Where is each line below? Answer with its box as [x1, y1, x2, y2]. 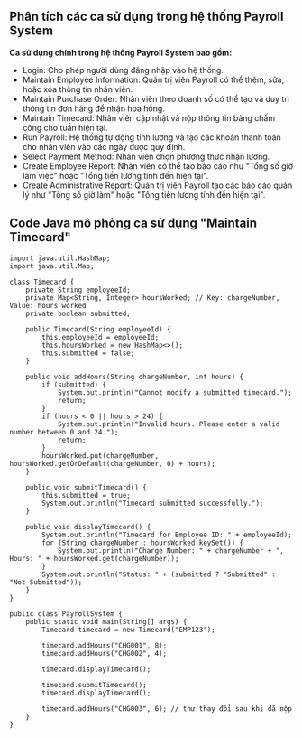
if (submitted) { [41, 380, 106, 389]
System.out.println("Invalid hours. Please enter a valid [57, 419, 280, 429]
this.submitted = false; [41, 349, 135, 358]
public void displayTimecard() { [25, 522, 151, 531]
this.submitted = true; [41, 490, 131, 499]
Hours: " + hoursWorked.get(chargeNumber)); [9, 554, 179, 563]
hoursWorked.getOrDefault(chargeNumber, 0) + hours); [9, 459, 216, 468]
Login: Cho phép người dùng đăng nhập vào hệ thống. [22, 64, 224, 75]
